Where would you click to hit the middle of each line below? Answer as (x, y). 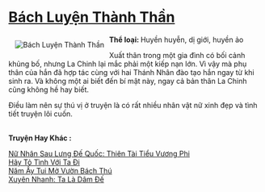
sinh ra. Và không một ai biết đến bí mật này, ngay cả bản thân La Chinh (128, 81)
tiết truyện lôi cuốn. (40, 114)
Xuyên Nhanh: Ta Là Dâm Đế (57, 179)
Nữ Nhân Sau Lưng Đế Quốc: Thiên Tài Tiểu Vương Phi (99, 153)
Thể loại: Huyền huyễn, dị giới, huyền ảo (176, 40)
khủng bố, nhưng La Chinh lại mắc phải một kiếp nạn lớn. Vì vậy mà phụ (128, 64)
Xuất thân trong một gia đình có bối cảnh (177, 55)
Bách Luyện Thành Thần (92, 17)
